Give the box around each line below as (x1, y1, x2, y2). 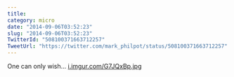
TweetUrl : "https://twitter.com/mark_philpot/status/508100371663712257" (7, 43, 228, 50)
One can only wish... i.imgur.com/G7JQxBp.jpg (7, 62, 142, 70)
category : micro (7, 17, 55, 24)
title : (7, 10, 27, 17)
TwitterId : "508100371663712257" (7, 36, 105, 43)
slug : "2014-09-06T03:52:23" (7, 29, 93, 37)
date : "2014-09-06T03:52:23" (7, 23, 93, 30)
